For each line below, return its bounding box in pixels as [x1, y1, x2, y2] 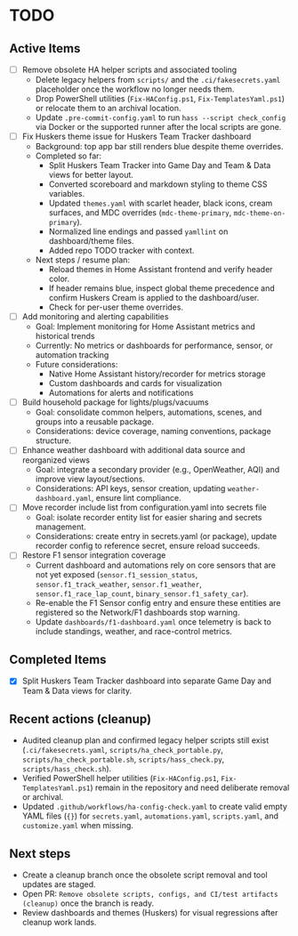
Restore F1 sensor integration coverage [21, 550, 166, 561]
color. [48, 273, 69, 285]
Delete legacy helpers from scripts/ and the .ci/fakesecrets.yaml [35, 75, 281, 85]
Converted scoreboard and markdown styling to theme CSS [48, 179, 269, 190]
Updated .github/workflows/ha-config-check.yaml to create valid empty [21, 802, 287, 812]
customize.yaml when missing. [21, 820, 133, 831]
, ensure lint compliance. [91, 493, 181, 504]
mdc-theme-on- [233, 209, 286, 218]
